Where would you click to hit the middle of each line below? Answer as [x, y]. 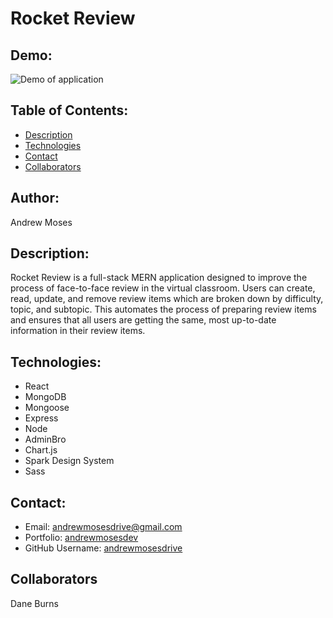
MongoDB [45, 397]
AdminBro [45, 439]
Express [41, 418]
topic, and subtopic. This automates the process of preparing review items [163, 309]
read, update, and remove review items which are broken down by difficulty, [167, 299]
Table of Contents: [69, 110]
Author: [35, 198]
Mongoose [47, 408]
